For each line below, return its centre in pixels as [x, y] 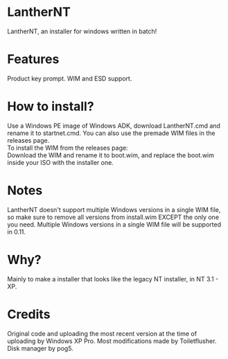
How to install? [51, 106]
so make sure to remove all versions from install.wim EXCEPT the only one [113, 217]
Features [33, 59]
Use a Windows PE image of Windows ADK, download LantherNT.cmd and [114, 125]
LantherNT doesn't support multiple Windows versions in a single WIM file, [114, 209]
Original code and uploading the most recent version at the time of [102, 333]
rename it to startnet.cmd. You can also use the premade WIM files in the [111, 133]
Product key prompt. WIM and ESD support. [70, 78]
